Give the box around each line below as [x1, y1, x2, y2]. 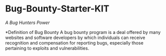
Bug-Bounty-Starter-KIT [5, 3, 110, 14]
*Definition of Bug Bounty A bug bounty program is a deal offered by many [5, 29, 161, 35]
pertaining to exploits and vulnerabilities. [5, 45, 90, 51]
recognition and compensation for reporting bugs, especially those [5, 39, 144, 45]
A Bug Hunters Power [5, 19, 50, 25]
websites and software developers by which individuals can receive [5, 34, 145, 40]
